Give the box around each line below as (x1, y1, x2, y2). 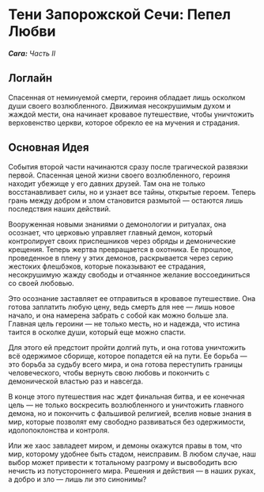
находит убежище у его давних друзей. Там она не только (8, 178, 206, 188)
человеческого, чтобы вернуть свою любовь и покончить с (8, 368, 210, 377)
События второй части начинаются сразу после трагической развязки (8, 162, 248, 171)
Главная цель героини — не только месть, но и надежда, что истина (8, 318, 240, 328)
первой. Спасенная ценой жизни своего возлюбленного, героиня (8, 170, 231, 180)
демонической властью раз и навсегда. (8, 376, 144, 386)
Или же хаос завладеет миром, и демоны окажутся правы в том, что (8, 441, 243, 450)
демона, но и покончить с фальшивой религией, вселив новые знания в (8, 408, 252, 418)
